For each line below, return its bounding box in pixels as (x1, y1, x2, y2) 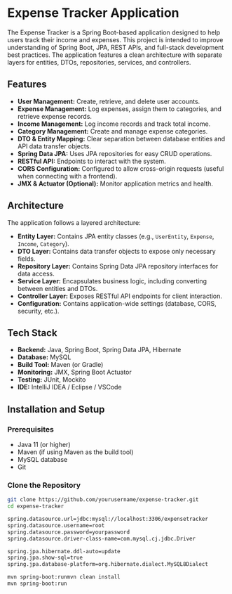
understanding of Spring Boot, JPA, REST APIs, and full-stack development (7, 43, 224, 51)
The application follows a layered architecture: (7, 218, 142, 226)
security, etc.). (17, 306, 60, 315)
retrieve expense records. (17, 112, 93, 120)
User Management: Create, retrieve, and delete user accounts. (17, 97, 200, 105)
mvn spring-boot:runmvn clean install (7, 574, 121, 581)
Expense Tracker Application (7, 5, 180, 21)
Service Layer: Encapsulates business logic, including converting (17, 276, 207, 285)
